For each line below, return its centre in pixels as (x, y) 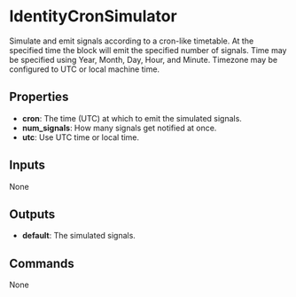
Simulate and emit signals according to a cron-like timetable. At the (132, 41)
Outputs (32, 214)
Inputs (27, 165)
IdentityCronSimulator (93, 16)
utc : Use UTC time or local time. (81, 137)
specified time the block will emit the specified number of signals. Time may (148, 50)
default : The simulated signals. (78, 236)
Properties (39, 97)
